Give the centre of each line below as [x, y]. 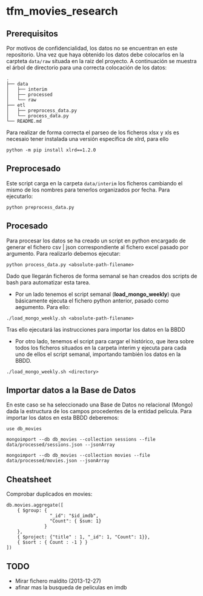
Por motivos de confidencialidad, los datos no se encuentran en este [92, 48]
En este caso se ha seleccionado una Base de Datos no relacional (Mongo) [100, 405]
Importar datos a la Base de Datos [71, 390]
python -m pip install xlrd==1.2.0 [51, 150]
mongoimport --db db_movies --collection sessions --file [81, 440]
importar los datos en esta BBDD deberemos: [63, 418]
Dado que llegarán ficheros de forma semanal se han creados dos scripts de [102, 276]
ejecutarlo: [20, 196]
